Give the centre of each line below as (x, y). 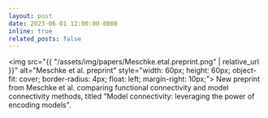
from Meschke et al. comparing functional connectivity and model (119, 88)
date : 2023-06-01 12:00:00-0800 (63, 24)
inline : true (30, 31)
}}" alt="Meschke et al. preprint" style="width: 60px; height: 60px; (119, 71)
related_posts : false (45, 39)
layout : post (30, 16)
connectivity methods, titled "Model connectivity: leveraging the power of (132, 96)
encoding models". (40, 105)
